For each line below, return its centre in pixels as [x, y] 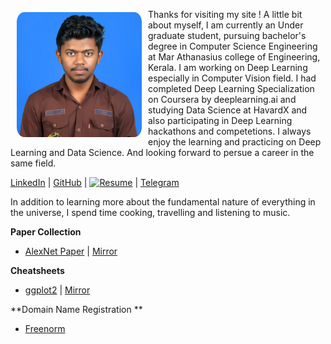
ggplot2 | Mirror [57, 290]
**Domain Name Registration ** [76, 309]
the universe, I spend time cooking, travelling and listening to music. [150, 212]
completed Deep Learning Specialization [231, 88]
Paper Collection [46, 232]
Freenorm [45, 328]
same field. [33, 163]
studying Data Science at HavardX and [228, 110]
